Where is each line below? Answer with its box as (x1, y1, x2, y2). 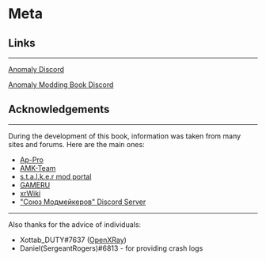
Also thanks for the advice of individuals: (8, 219, 141, 229)
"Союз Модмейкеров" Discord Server (19, 197, 146, 206)
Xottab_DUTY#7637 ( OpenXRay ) (19, 235, 127, 244)
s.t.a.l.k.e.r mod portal (19, 172, 92, 181)
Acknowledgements (8, 103, 110, 116)
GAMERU (19, 180, 51, 190)
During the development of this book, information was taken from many (8, 131, 241, 141)
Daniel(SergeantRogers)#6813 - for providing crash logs (19, 243, 203, 253)
